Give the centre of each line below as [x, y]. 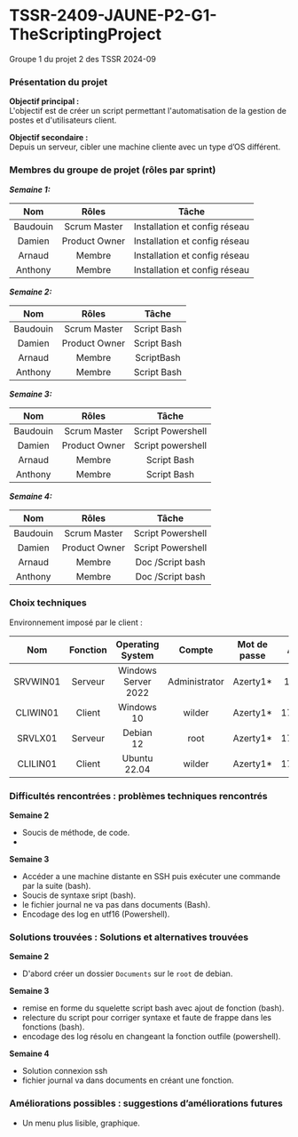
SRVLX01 [37, 738]
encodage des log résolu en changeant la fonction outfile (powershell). [151, 1037]
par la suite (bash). [56, 886]
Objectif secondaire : [49, 138]
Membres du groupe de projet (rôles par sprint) [113, 170]
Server [138, 681]
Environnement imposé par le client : [76, 622]
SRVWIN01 [37, 681]
